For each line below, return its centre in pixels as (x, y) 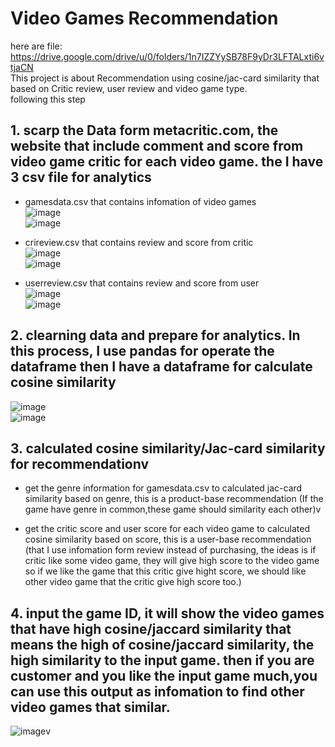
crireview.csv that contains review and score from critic (139, 242)
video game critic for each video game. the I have (167, 162)
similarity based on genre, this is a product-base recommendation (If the (174, 499)
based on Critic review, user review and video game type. (129, 88)
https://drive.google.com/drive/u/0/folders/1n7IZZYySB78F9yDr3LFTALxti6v (167, 56)
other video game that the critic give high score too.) (133, 582)
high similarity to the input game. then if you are (162, 660)
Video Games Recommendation (144, 18)
